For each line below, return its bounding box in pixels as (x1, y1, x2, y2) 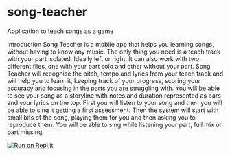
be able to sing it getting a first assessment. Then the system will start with (7, 106, 219, 114)
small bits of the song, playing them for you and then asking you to (7, 113, 196, 121)
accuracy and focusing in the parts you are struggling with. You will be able (7, 84, 220, 92)
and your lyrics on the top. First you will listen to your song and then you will (7, 98, 222, 107)
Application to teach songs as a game (7, 27, 114, 35)
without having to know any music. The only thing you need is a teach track (7, 47, 221, 56)
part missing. (7, 128, 45, 136)
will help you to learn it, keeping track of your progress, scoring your (7, 76, 201, 85)
